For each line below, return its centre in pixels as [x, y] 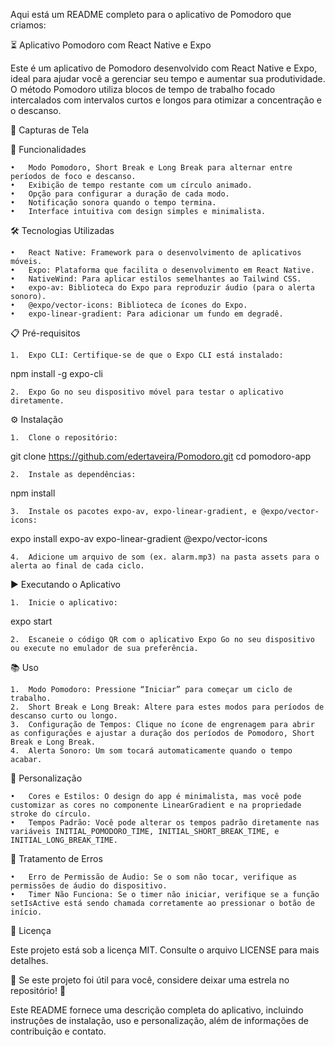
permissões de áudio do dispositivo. [89, 886]
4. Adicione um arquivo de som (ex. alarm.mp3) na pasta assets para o [165, 557]
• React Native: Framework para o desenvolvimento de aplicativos [156, 253]
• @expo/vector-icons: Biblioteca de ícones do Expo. [129, 305]
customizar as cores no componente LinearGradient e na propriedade [156, 805]
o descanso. [36, 110]
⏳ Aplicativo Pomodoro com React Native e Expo [111, 45]
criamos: [28, 25]
